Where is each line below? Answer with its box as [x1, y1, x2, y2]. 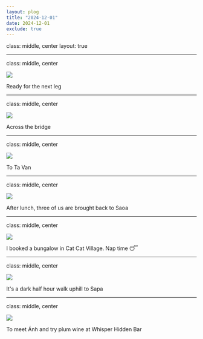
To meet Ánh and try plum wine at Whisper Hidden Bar [6, 326, 142, 333]
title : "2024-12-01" [6, 15, 59, 21]
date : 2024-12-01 [6, 20, 50, 26]
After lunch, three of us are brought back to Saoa [6, 204, 129, 212]
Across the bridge [6, 123, 51, 131]
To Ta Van [6, 164, 31, 171]
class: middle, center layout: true [6, 42, 88, 50]
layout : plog [6, 8, 39, 15]
